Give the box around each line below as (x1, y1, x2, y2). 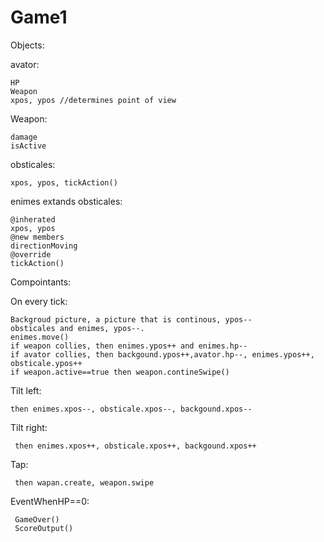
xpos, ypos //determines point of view (10, 95, 177, 105)
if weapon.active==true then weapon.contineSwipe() (10, 367, 230, 377)
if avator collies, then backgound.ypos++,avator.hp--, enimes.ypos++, (10, 349, 315, 360)
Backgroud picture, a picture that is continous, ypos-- (10, 314, 253, 325)
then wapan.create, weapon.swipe (14, 477, 155, 488)
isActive (10, 141, 47, 151)
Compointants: (10, 276, 72, 288)
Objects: (10, 39, 45, 51)
